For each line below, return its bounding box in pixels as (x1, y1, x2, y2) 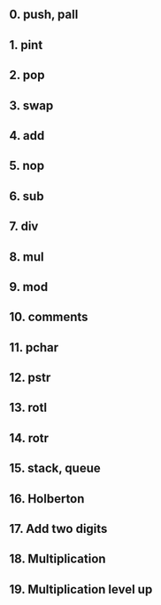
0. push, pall (9, 7, 79, 22)
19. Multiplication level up (9, 582, 153, 597)
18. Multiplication (9, 552, 106, 567)
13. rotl (9, 400, 47, 415)
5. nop (9, 158, 45, 173)
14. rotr (9, 431, 50, 446)
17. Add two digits (9, 521, 108, 536)
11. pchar (9, 340, 59, 355)
